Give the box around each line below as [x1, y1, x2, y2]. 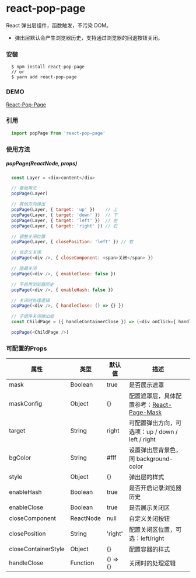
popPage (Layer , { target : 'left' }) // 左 [11, 217, 118, 223]
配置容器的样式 [129, 545, 170, 553]
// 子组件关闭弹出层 [11, 313, 54, 320]
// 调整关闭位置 [11, 233, 45, 240]
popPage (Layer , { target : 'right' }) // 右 [11, 223, 118, 229]
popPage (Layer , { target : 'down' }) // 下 [11, 212, 118, 218]
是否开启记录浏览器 [129, 484, 182, 492]
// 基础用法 [11, 185, 37, 191]
